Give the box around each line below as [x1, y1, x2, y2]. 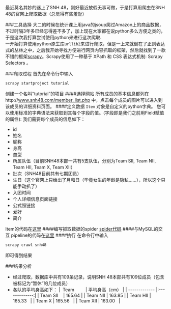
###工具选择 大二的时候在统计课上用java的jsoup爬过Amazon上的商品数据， [5, 22, 164, 27]
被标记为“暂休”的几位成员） [12, 280, 71, 286]
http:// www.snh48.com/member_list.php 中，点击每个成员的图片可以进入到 [5, 97, 163, 103]
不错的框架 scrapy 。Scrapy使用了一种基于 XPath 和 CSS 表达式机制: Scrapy [5, 53, 163, 60]
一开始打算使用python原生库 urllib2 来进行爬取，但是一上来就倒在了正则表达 [5, 41, 165, 47]
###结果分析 [5, 263, 32, 269]
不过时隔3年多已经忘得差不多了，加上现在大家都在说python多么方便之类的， [5, 28, 165, 34]
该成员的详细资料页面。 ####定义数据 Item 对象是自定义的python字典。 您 [5, 103, 161, 109]
